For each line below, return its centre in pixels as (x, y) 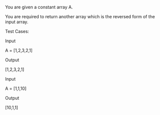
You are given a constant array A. (39, 7)
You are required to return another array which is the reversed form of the (80, 16)
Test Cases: (17, 31)
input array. (17, 22)
